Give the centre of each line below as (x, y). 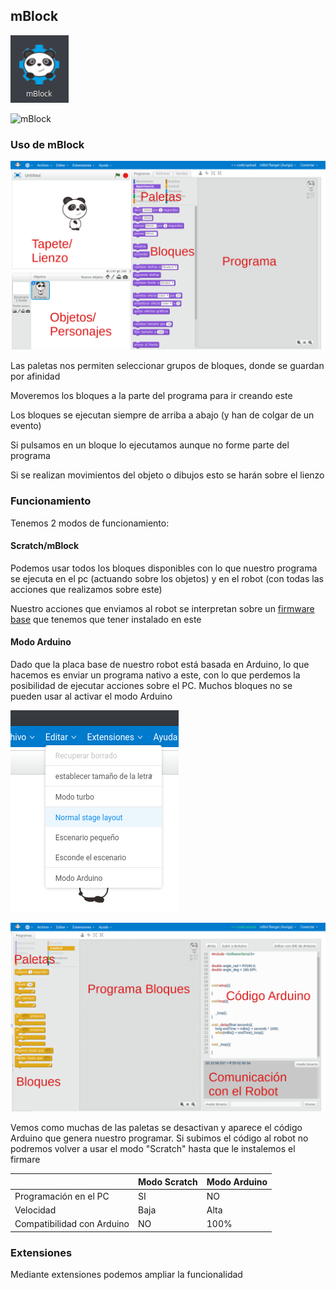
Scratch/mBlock (45, 546)
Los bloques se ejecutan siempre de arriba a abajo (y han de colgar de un (162, 415)
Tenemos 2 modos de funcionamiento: (90, 523)
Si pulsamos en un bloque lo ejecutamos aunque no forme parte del (150, 445)
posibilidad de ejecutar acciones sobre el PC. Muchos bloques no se (151, 686)
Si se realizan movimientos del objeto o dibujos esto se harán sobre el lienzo (167, 475)
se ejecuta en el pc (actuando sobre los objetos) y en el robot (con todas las (167, 578)
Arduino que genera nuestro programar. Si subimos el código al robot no (159, 1138)
